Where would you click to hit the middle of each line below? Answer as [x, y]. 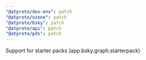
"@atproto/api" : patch [34, 28]
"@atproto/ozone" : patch [36, 17]
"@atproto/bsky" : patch [35, 23]
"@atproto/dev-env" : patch [39, 12]
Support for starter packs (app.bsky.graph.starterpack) [73, 50]
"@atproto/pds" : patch [34, 34]
